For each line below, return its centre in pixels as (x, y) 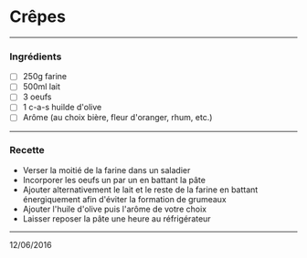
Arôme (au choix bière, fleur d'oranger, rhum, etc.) (117, 118)
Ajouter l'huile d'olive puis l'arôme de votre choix (115, 209)
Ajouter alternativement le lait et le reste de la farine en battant (140, 190)
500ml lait (42, 87)
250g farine (45, 77)
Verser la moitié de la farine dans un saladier (106, 170)
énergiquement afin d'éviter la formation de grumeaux (124, 199)
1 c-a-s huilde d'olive (62, 108)
